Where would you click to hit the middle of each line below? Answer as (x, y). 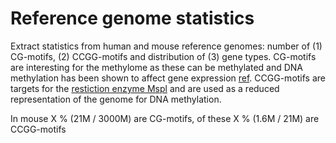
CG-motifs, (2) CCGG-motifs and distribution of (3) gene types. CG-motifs (163, 56)
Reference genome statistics (132, 18)
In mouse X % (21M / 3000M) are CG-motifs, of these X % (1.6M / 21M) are (165, 118)
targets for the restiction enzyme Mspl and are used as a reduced (145, 88)
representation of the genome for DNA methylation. (116, 99)
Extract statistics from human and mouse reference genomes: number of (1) (166, 46)
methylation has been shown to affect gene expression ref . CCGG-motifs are (168, 78)
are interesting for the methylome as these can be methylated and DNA (157, 67)
